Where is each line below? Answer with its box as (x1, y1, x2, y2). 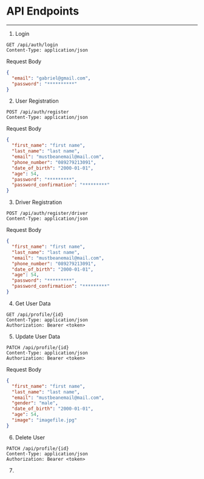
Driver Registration (15, 199, 63, 206)
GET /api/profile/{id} (6, 311, 64, 318)
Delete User (15, 433, 46, 441)
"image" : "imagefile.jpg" (12, 417, 78, 423)
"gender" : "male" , (12, 400, 59, 406)
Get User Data (15, 299, 51, 307)
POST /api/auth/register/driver (6, 211, 88, 217)
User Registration (15, 97, 59, 104)
